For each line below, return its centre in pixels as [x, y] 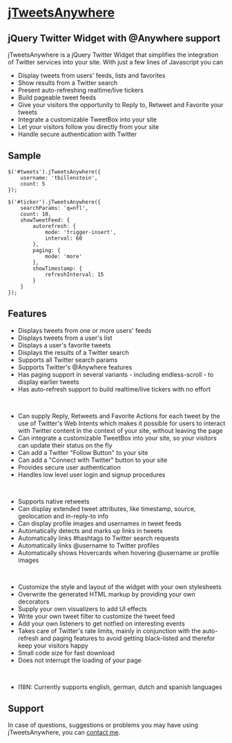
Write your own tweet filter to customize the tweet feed [96, 616]
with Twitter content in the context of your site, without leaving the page [120, 430]
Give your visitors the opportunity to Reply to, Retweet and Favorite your [120, 105]
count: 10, [36, 214]
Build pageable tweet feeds [57, 97]
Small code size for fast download [66, 653]
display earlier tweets [48, 382]
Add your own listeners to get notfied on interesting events [101, 624]
